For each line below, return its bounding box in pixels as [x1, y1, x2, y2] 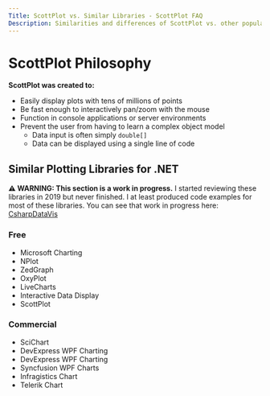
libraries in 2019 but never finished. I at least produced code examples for [8, 192, 252, 202]
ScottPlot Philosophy [8, 54, 152, 72]
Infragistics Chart [19, 371, 78, 381]
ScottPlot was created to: [8, 80, 95, 90]
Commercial [8, 319, 57, 330]
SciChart [19, 337, 50, 347]
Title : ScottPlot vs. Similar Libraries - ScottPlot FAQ [8, 11, 203, 20]
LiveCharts [19, 282, 56, 291]
